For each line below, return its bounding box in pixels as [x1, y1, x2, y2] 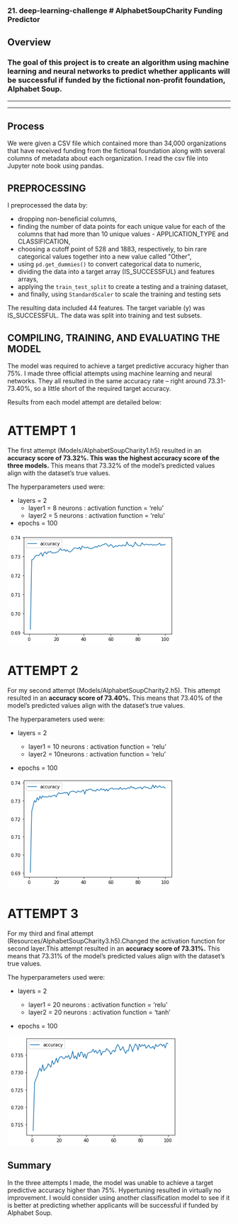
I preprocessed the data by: [7, 201, 89, 210]
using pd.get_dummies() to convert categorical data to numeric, [17, 260, 202, 268]
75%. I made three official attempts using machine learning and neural [7, 369, 212, 378]
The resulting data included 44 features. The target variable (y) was [7, 304, 205, 312]
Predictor [7, 14, 40, 24]
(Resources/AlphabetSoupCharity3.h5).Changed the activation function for [7, 936, 225, 945]
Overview [7, 36, 52, 48]
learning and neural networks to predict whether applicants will [7, 67, 230, 76]
